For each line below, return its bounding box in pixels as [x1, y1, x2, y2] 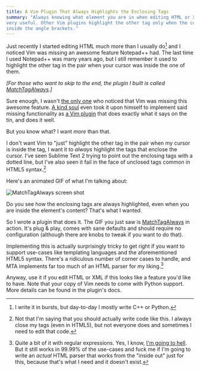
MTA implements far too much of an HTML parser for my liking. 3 [6, 261, 164, 270]
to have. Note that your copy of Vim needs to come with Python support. [6, 280, 185, 288]
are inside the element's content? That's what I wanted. [6, 207, 142, 214]
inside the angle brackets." [6, 25, 79, 32]
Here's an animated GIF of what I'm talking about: [6, 177, 128, 185]
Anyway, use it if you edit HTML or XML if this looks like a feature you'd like [6, 274, 191, 281]
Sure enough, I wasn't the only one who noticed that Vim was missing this [6, 97, 187, 104]
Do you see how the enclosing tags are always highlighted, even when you [6, 200, 189, 207]
